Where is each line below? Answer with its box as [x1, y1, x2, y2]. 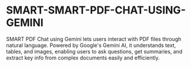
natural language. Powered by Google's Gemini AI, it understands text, [6, 42, 176, 49]
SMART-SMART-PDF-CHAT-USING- [6, 4, 186, 17]
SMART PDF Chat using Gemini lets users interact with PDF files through [6, 35, 182, 42]
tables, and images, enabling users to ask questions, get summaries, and [6, 48, 183, 55]
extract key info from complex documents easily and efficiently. [6, 54, 160, 61]
